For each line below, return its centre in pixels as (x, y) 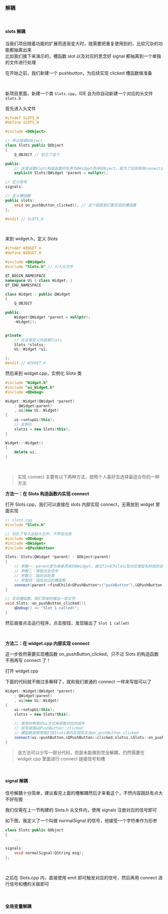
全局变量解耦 (18, 906)
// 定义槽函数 (18, 196)
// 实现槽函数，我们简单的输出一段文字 (40, 599)
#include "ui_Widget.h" (30, 387)
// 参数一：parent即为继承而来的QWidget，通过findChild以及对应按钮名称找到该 (89, 566)
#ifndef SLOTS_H (22, 118)
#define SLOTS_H (22, 122)
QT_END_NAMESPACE (23, 285)
